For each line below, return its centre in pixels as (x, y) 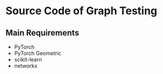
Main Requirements (42, 33)
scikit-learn (28, 59)
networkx (26, 66)
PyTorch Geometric (38, 53)
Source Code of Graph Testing (81, 11)
